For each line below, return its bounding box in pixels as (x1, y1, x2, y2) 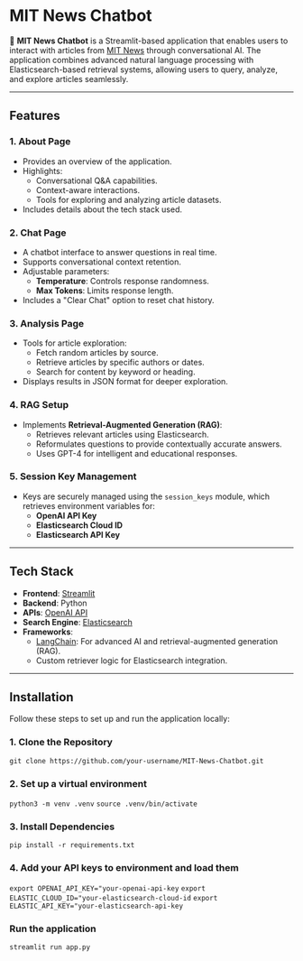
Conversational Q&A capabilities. (35, 175, 158, 186)
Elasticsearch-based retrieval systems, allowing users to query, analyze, (9, 64, 278, 75)
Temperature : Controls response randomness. (35, 275, 210, 286)
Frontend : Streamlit (22, 587, 96, 598)
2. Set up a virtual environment (9, 777, 147, 790)
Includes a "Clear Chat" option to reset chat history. (22, 294, 215, 305)
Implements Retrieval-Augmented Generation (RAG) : (22, 419, 223, 430)
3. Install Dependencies (9, 820, 115, 833)
